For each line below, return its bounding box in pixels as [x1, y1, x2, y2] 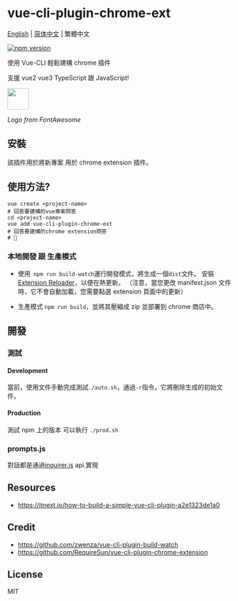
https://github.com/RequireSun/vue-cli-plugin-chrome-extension [17, 548, 208, 556]
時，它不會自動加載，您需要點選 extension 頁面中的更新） [17, 287, 187, 296]
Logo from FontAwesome [7, 115, 82, 124]
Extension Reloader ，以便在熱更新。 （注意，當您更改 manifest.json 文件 [17, 278, 232, 286]
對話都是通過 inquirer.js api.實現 [7, 461, 99, 469]
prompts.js [7, 444, 46, 454]
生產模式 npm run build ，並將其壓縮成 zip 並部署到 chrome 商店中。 [17, 302, 218, 310]
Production [7, 408, 41, 417]
